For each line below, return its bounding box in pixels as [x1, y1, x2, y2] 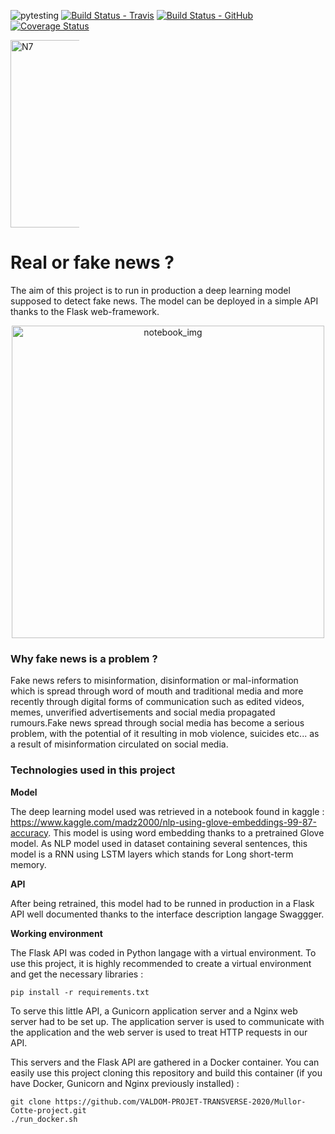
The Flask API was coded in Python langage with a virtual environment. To [10, 946, 317, 959]
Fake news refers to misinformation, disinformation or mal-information [10, 675, 299, 687]
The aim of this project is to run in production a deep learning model [10, 284, 291, 296]
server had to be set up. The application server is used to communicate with [10, 1015, 325, 1027]
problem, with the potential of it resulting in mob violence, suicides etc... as [10, 728, 320, 740]
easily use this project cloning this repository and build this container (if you [10, 1066, 323, 1079]
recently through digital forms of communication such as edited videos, [10, 696, 305, 708]
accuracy [10, 826, 49, 839]
